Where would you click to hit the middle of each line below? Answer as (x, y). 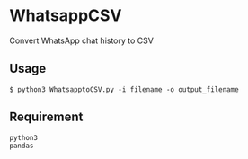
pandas (22, 146)
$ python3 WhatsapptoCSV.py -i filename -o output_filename (124, 89)
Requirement (46, 117)
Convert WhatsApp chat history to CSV (82, 40)
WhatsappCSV (66, 16)
